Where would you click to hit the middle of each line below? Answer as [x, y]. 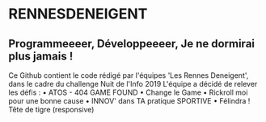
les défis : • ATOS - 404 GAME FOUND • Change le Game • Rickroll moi [128, 92]
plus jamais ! [41, 56]
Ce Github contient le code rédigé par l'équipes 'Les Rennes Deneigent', [129, 75]
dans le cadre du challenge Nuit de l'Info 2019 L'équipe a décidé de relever [133, 84]
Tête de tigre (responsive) [51, 110]
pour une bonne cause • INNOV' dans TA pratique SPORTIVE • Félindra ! [129, 101]
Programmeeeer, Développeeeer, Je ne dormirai [132, 44]
